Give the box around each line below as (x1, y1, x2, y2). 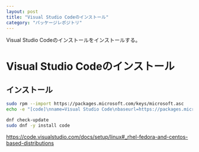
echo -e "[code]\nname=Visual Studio (6, 106, 99, 112)
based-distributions (6, 140, 54, 147)
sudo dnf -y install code (6, 122, 70, 128)
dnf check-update (6, 117, 49, 123)
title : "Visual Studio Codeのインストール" (6, 14, 109, 20)
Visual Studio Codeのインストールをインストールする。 (6, 37, 141, 44)
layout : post (6, 8, 38, 15)
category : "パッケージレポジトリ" (6, 20, 82, 25)
